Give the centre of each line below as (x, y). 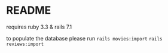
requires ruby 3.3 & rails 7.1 (39, 27)
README (29, 10)
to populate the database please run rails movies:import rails (84, 38)
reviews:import (25, 44)
